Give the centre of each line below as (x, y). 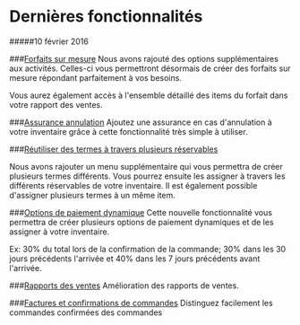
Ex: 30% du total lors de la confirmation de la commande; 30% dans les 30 (148, 249)
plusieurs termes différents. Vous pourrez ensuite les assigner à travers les (147, 176)
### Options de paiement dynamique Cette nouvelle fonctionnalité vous (141, 212)
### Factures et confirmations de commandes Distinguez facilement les (141, 303)
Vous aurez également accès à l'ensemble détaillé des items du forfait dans (149, 95)
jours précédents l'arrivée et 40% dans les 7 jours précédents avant (135, 259)
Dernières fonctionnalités (106, 17)
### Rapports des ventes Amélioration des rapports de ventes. (124, 285)
